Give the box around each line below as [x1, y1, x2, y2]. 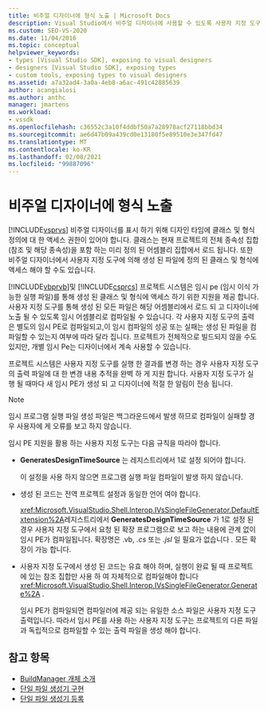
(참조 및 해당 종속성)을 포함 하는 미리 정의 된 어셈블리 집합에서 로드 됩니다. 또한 [8, 245, 254, 255]
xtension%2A [19, 514, 65, 524]
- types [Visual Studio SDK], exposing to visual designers [8, 57, 213, 65]
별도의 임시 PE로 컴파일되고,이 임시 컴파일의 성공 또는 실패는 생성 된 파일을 [16, 322, 249, 332]
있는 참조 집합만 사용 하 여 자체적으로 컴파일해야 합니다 [28, 572, 199, 582]
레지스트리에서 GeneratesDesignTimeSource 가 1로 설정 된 [63, 514, 254, 524]
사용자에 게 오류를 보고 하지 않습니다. [16, 421, 132, 431]
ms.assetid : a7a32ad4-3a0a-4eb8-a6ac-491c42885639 [8, 78, 180, 86]
